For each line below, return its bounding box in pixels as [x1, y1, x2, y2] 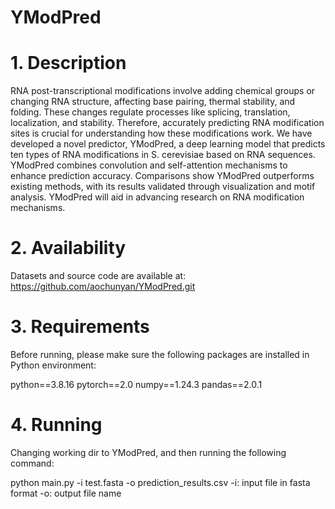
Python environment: [10, 359, 97, 371]
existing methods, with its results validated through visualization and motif [10, 181, 316, 193]
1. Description [10, 52, 127, 75]
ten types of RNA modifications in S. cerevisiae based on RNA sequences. [10, 149, 316, 161]
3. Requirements [10, 316, 150, 338]
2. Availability [10, 237, 127, 260]
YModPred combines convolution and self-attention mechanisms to [10, 159, 288, 171]
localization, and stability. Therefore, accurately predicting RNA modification [10, 117, 325, 129]
